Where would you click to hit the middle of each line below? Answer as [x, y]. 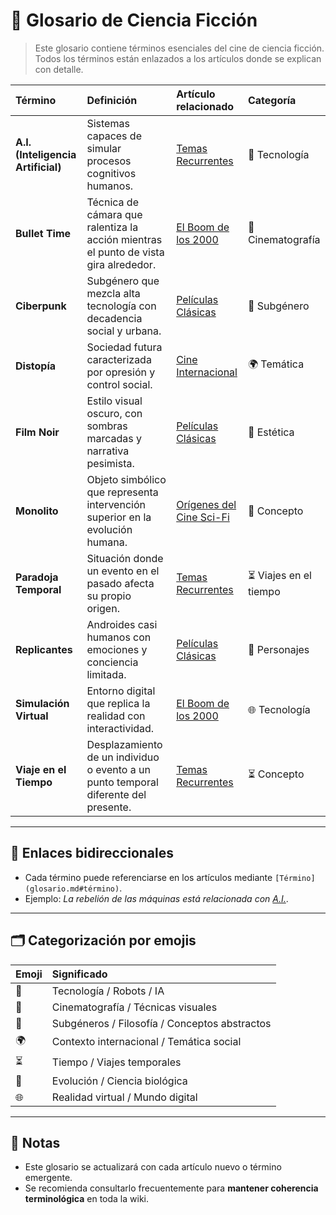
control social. [119, 384]
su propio [109, 596]
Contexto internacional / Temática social [146, 1042]
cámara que [114, 214]
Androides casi [122, 624]
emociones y [117, 649]
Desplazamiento [124, 744]
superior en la [119, 517]
